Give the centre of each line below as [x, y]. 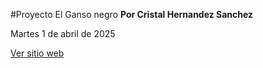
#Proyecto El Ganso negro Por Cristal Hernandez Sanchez [132, 14]
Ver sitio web [37, 53]
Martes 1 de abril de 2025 [63, 33]
